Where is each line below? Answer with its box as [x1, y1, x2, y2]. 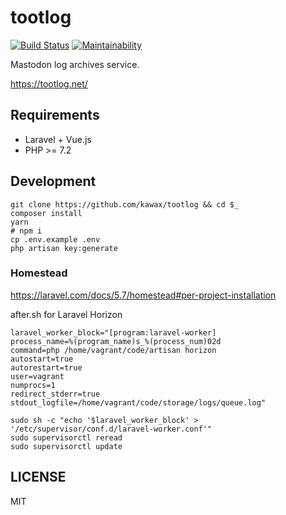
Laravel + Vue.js [24, 133, 92, 145]
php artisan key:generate [10, 243, 118, 253]
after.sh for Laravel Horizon [10, 308, 123, 320]
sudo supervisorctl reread [10, 432, 123, 443]
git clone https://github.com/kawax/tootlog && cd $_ [10, 199, 240, 210]
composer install [10, 208, 83, 218]
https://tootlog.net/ [10, 77, 88, 90]
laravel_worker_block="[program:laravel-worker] [10, 327, 217, 338]
